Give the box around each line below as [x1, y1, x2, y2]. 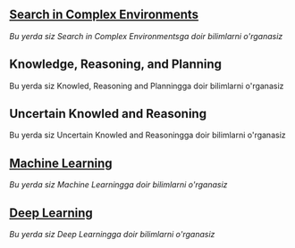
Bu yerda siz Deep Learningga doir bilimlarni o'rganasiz [9, 229, 215, 240]
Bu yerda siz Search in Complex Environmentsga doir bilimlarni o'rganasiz [9, 30, 283, 41]
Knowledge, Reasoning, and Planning [9, 57, 222, 72]
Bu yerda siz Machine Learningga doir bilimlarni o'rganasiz [9, 179, 228, 190]
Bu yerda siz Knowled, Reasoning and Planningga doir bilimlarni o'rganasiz [9, 80, 284, 91]
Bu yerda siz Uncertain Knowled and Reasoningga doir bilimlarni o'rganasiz [9, 129, 286, 141]
